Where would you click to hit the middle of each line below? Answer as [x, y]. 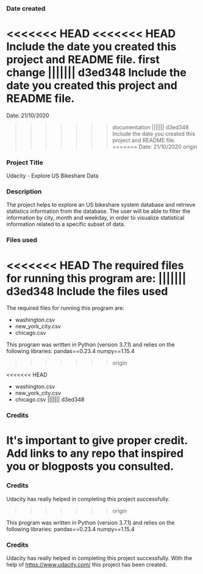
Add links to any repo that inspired [95, 454]
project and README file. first [83, 60]
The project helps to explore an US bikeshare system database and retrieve [101, 205]
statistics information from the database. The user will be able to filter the [98, 211]
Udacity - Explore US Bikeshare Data [52, 176]
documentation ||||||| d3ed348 [151, 127]
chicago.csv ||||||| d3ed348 [50, 400]
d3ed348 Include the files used [87, 291]
